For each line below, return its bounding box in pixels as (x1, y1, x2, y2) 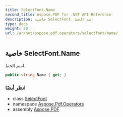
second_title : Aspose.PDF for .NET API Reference (5, 12, 112, 17)
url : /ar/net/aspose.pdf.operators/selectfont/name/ (5, 31, 118, 36)
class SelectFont (12, 95, 47, 101)
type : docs (5, 21, 28, 27)
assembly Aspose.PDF (12, 106, 59, 112)
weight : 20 (5, 26, 28, 31)
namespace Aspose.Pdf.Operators (12, 101, 84, 107)
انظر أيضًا (5, 84, 26, 91)
